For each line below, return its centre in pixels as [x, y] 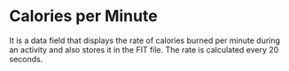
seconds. [26, 59]
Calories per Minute [83, 16]
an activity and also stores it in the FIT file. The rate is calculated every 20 [144, 49]
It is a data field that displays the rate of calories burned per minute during [145, 40]
